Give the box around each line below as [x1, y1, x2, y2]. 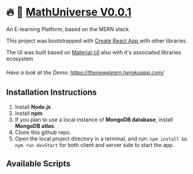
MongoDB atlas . [14, 122, 56, 129]
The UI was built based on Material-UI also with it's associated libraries [6, 48, 181, 56]
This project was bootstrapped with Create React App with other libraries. [6, 37, 188, 44]
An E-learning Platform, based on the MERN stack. [6, 25, 130, 32]
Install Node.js [14, 103, 51, 110]
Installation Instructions [6, 87, 97, 97]
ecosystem [6, 55, 34, 62]
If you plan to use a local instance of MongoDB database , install [14, 116, 173, 123]
